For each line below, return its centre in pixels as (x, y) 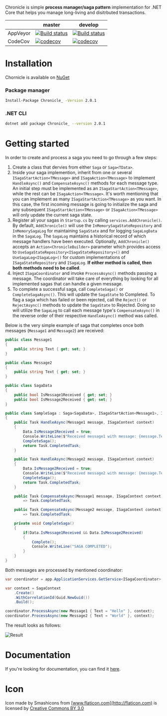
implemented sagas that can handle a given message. (67, 284)
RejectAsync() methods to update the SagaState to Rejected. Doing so (84, 305)
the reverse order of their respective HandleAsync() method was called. (85, 316)
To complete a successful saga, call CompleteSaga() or (68, 289)
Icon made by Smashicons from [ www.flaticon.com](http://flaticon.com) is (81, 703)
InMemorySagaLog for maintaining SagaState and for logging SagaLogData (85, 231)
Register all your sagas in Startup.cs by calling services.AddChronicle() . (87, 220)
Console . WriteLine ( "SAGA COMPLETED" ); (72, 547)
